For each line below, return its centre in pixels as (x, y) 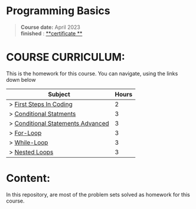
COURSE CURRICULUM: (66, 57)
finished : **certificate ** (51, 33)
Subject (59, 94)
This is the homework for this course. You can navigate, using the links (92, 73)
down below (21, 79)
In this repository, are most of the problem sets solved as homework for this (98, 194)
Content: (28, 178)
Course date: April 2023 (50, 27)
